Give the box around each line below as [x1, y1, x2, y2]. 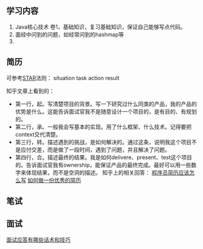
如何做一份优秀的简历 [27, 176, 81, 184]
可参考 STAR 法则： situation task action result [6, 74, 120, 81]
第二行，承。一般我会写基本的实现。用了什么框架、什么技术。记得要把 [15, 123, 192, 130]
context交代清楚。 [15, 131, 62, 138]
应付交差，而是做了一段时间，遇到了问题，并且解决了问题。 [20, 146, 171, 153]
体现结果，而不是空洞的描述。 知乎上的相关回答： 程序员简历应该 [26, 168, 190, 176]
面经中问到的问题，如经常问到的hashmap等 [15, 31, 124, 38]
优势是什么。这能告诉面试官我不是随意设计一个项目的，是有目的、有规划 [15, 107, 197, 115]
